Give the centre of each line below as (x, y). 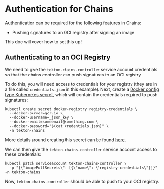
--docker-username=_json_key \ (42, 117)
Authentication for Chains (59, 9)
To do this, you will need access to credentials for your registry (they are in (81, 84)
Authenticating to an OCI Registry (58, 57)
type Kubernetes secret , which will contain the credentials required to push (81, 94)
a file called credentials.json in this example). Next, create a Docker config (82, 89)
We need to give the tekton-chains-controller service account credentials (81, 69)
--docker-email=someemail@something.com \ (54, 122)
